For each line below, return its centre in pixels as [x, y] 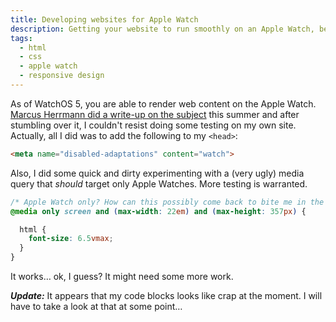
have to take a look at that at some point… [96, 306]
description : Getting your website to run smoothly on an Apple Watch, [162, 29]
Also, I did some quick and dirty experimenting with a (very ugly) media [157, 173]
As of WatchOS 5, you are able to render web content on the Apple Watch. [163, 103]
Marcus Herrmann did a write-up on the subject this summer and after [155, 114]
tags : [21, 38]
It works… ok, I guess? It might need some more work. [122, 276]
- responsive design [62, 76]
